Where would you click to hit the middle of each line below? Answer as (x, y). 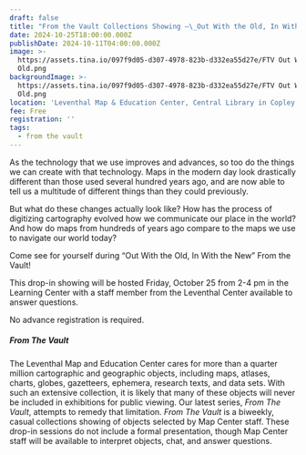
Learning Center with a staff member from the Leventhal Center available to (151, 292)
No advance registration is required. (77, 319)
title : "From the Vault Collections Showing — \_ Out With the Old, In (144, 26)
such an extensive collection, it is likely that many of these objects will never (153, 392)
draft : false (34, 18)
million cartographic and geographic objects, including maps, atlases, (140, 373)
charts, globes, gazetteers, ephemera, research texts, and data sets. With (147, 382)
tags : (20, 128)
